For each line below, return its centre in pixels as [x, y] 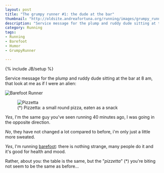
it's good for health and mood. [35, 151]
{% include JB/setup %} [29, 68]
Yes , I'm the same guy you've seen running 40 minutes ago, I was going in [80, 117]
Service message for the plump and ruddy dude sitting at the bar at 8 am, [79, 78]
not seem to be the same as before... [42, 166]
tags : [10, 32]
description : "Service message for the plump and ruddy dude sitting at [81, 23]
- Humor [13, 46]
